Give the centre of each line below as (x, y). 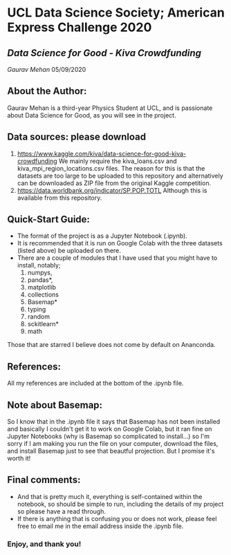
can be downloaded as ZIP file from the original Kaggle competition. (114, 183)
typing (37, 310)
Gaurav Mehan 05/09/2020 (47, 69)
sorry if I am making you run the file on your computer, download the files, (113, 444)
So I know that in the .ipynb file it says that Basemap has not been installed (114, 422)
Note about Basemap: (55, 405)
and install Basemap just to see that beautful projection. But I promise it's (111, 451)
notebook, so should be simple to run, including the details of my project (120, 504)
